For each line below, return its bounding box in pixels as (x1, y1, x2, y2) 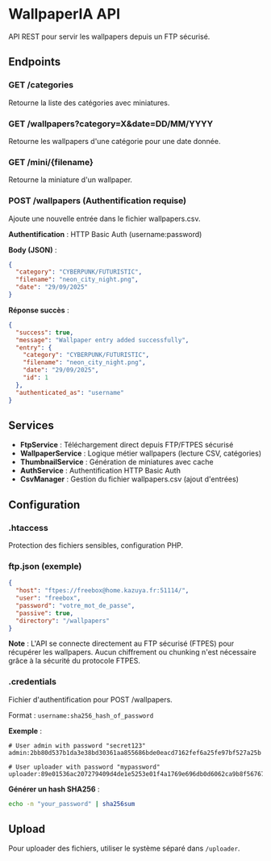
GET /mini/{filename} (8, 156, 94, 168)
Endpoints (8, 55, 61, 69)
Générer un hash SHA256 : (8, 784, 100, 794)
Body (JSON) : (8, 244, 57, 255)
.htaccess (8, 522, 48, 533)
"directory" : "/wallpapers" (15, 617, 110, 625)
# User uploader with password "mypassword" (8, 762, 161, 771)
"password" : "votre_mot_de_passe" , (15, 601, 135, 609)
